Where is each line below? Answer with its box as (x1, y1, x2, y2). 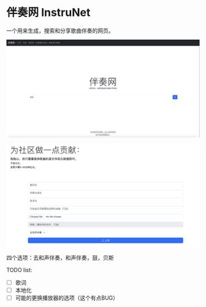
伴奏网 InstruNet (6, 6, 91, 20)
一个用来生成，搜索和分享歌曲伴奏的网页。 (6, 27, 114, 34)
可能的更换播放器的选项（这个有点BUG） (15, 294, 118, 301)
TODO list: (6, 266, 32, 273)
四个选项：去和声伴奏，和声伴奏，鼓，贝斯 (6, 254, 114, 261)
